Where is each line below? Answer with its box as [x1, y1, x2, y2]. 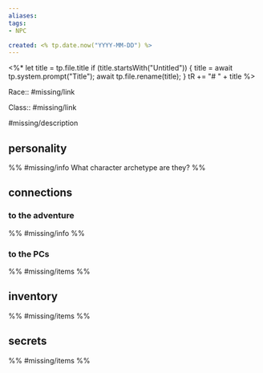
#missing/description [8, 118, 79, 128]
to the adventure [8, 210, 75, 221]
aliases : [8, 11, 38, 20]
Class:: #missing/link [8, 103, 77, 112]
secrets [8, 334, 47, 348]
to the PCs [8, 248, 50, 259]
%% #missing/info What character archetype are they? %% [8, 163, 206, 172]
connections [8, 186, 73, 200]
